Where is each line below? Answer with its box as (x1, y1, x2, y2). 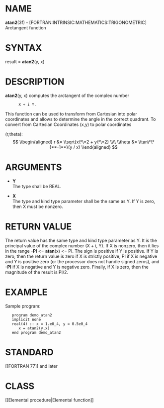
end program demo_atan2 (11, 330, 61, 335)
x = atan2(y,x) (18, 325, 50, 331)
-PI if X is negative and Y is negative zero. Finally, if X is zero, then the (5, 264, 149, 270)
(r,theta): (5, 131, 23, 137)
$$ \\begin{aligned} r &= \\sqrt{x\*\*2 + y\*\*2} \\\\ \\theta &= (12, 139, 138, 145)
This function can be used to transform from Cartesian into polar (5, 110, 138, 117)
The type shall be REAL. (12, 183, 62, 189)
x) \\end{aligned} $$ (76, 144, 118, 150)
